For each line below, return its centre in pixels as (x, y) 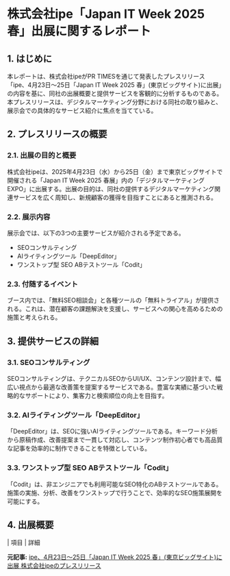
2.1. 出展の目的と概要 (42, 155)
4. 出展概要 (30, 525)
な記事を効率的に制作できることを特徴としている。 (79, 449)
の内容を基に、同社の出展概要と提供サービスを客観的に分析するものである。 (115, 93)
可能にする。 (25, 501)
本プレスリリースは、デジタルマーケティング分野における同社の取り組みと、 (115, 102)
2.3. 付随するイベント (43, 284)
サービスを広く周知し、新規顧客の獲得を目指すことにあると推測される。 (115, 197)
